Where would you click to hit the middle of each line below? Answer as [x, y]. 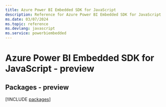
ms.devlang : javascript [30, 29]
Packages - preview [37, 87]
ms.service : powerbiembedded [36, 33]
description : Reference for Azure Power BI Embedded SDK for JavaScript [83, 15]
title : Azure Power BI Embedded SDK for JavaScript [61, 10]
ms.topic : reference [27, 24]
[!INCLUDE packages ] [28, 99]
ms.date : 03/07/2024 [27, 19]
